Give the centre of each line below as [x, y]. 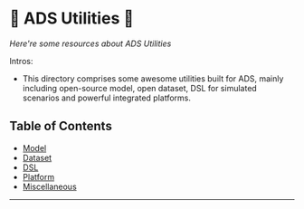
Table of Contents [61, 126]
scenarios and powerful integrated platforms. [107, 98]
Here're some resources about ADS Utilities [90, 43]
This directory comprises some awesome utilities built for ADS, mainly [153, 78]
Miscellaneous [49, 186]
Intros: [21, 61]
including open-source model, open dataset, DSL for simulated [140, 88]
